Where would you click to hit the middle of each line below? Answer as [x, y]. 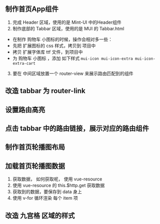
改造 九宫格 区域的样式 [40, 216]
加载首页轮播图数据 [35, 166]
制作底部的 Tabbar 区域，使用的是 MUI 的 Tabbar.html [68, 28]
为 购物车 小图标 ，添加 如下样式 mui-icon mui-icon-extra [73, 58]
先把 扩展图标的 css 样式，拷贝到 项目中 [54, 46]
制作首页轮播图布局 [35, 147]
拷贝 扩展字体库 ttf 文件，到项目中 [48, 52]
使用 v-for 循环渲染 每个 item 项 [45, 198]
